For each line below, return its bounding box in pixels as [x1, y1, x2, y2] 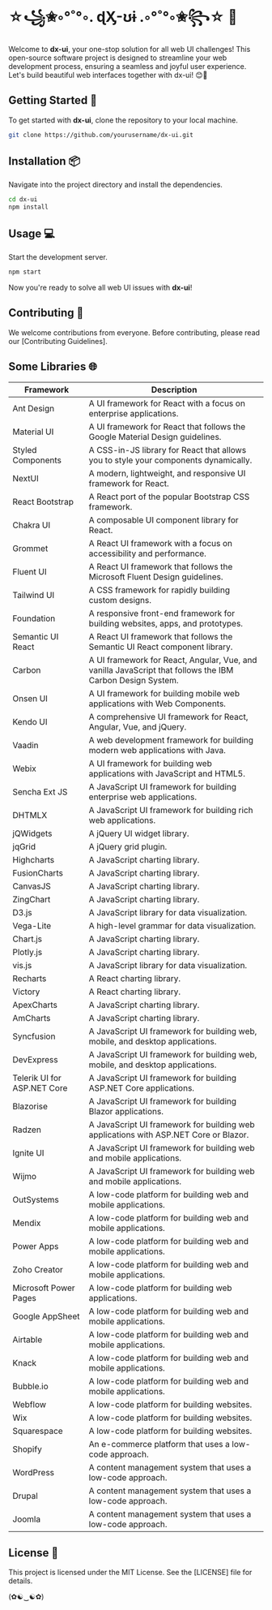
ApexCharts [12, 999, 58, 1010]
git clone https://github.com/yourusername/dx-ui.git [8, 131, 194, 139]
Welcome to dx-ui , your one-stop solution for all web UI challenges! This [8, 44, 251, 54]
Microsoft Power [12, 1282, 75, 1294]
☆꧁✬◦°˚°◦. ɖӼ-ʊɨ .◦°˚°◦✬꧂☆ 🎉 [8, 8, 238, 26]
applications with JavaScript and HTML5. [88, 768, 245, 779]
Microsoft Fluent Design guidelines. [88, 570, 223, 582]
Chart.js [12, 933, 43, 945]
